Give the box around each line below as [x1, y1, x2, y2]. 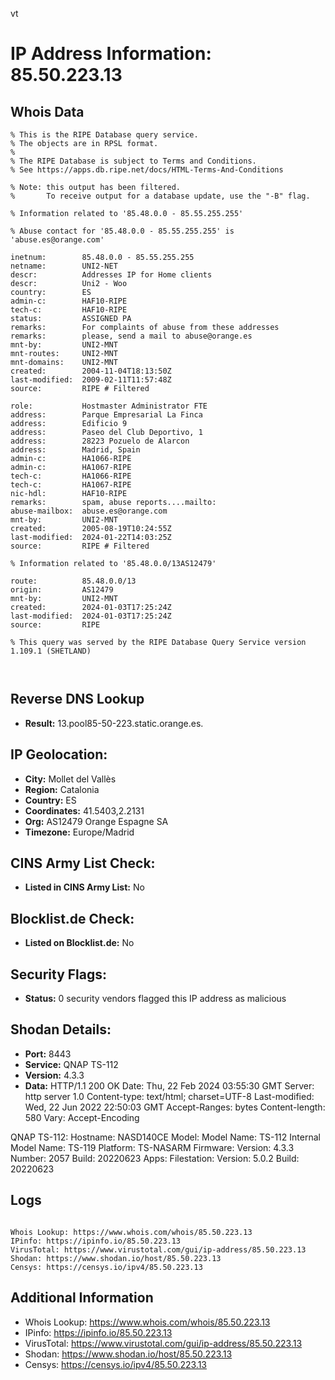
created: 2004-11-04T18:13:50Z [10, 366, 172, 376]
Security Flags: [10, 966, 108, 983]
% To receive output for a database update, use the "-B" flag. [10, 191, 311, 201]
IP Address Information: [10, 43, 212, 65]
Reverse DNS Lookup [10, 691, 145, 708]
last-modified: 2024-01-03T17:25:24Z [10, 611, 172, 621]
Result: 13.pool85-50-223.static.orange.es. [24, 717, 204, 729]
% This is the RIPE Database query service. [10, 130, 199, 140]
